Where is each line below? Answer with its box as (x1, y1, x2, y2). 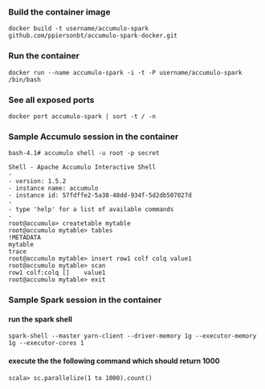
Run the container (8, 51, 80, 62)
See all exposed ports (8, 94, 95, 105)
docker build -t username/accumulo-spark (8, 25, 149, 33)
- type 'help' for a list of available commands (8, 206, 174, 214)
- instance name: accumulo (8, 184, 99, 193)
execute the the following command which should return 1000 (8, 356, 220, 366)
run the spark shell (8, 314, 72, 324)
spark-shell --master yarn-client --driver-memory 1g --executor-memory (8, 332, 257, 340)
